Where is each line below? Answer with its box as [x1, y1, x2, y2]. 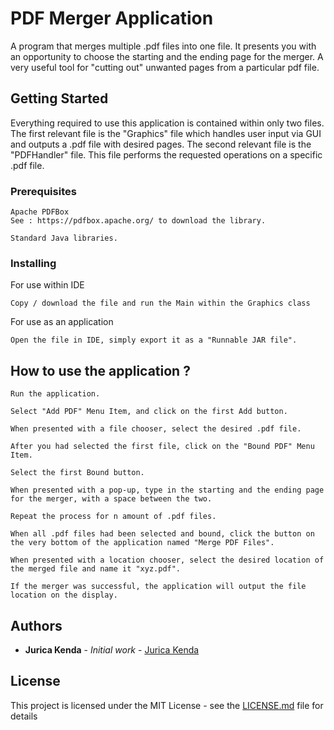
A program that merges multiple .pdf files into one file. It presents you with [10, 40, 317, 52]
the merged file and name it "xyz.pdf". [10, 564, 182, 574]
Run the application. [10, 389, 101, 399]
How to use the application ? [10, 362, 191, 379]
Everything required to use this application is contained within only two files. [10, 117, 325, 129]
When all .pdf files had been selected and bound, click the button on [10, 529, 315, 539]
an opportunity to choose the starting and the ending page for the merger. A [10, 50, 324, 62]
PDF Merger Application [10, 7, 214, 30]
